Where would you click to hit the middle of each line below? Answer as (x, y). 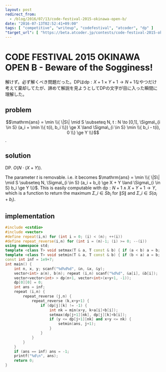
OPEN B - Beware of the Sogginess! (79, 68)
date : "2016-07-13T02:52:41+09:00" (42, 23)
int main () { (19, 264)
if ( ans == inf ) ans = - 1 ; (42, 351)
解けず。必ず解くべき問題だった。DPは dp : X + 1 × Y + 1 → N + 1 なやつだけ (81, 82)
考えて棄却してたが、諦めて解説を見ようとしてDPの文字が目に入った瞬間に (82, 88)
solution (18, 156)
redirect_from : (21, 14)
